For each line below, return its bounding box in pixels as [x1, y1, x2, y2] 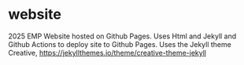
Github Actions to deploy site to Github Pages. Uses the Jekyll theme [8, 39, 232, 49]
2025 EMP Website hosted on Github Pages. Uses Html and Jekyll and [8, 31, 237, 41]
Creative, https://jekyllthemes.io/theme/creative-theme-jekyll [8, 48, 207, 57]
